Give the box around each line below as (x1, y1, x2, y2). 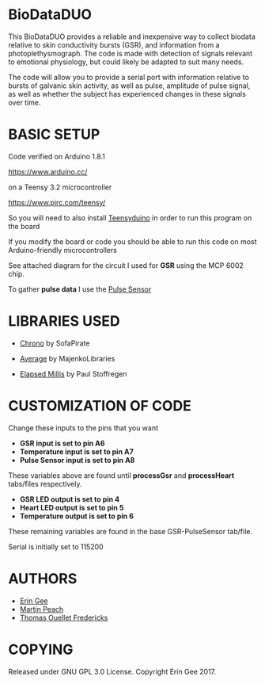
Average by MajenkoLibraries (19, 353, 115, 363)
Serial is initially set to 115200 (8, 541, 104, 552)
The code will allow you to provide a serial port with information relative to (8, 72, 249, 82)
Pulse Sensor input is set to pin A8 (19, 455, 135, 464)
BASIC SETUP (8, 125, 100, 143)
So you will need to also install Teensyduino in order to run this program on (8, 212, 252, 223)
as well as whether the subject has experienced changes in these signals (8, 89, 247, 98)
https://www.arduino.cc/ (8, 166, 88, 176)
